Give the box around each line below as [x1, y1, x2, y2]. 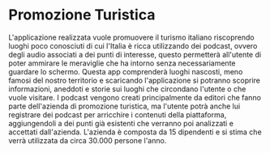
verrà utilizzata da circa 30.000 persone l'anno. [8, 135, 167, 145]
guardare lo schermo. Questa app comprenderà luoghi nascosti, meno [8, 66, 243, 76]
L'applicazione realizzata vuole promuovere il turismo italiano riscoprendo [8, 32, 255, 42]
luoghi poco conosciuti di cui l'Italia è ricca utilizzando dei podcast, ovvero [8, 40, 258, 50]
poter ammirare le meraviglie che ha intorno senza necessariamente [8, 58, 236, 68]
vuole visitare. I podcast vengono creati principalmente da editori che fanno [8, 92, 262, 102]
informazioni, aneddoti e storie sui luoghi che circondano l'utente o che [8, 83, 246, 94]
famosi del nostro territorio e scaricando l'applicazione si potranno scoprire [8, 75, 261, 85]
